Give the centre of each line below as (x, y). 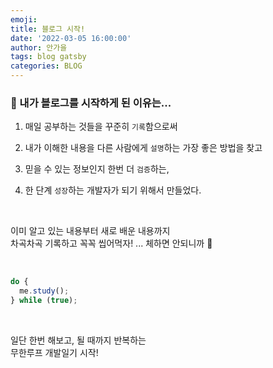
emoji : (24, 19)
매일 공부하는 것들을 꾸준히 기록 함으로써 (101, 127)
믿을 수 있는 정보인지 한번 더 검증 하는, (97, 169)
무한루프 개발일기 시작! (54, 352)
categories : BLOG (46, 66)
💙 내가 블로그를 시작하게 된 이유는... (91, 103)
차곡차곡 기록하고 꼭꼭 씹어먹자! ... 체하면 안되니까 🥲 (111, 243)
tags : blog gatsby (48, 57)
